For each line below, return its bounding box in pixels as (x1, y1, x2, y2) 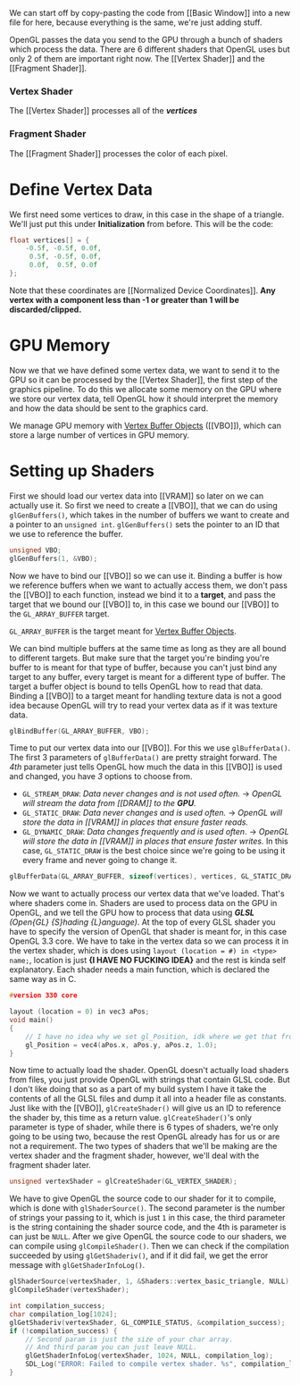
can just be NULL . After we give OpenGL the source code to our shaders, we (9, 1231, 287, 1242)
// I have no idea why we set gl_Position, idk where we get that (25, 1032, 278, 1041)
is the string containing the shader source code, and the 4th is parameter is (9, 1221, 287, 1232)
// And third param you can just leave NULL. (25, 1343, 198, 1352)
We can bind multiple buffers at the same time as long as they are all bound (9, 642, 287, 653)
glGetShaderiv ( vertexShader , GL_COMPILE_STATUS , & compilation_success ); (9, 1318, 286, 1327)
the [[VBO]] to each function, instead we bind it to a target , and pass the (9, 589, 276, 600)
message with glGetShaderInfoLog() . (9, 1260, 146, 1271)
